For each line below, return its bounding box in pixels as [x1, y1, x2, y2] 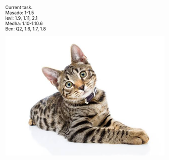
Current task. [5, 5, 33, 10]
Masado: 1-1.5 [5, 10, 34, 16]
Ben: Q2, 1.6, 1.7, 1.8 [5, 26, 47, 32]
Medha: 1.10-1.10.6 [5, 20, 43, 26]
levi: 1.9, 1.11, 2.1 [5, 15, 38, 21]
